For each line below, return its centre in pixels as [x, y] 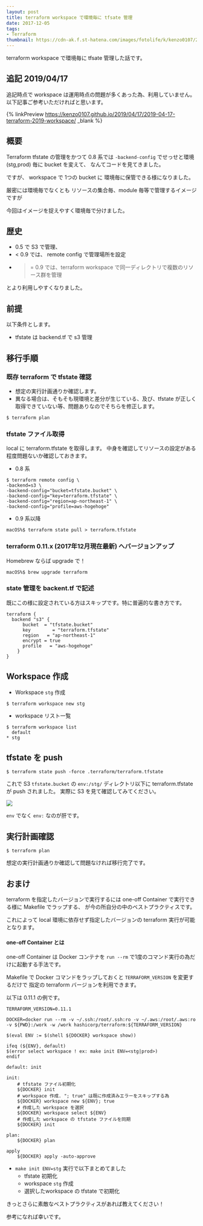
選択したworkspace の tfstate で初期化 [72, 1191]
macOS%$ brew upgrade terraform [47, 572]
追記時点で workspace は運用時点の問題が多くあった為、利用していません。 [101, 94]
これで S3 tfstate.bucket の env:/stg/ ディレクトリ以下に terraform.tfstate [100, 784]
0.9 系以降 [28, 519]
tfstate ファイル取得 [36, 434]
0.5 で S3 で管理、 [38, 247]
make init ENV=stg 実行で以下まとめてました [70, 1169]
